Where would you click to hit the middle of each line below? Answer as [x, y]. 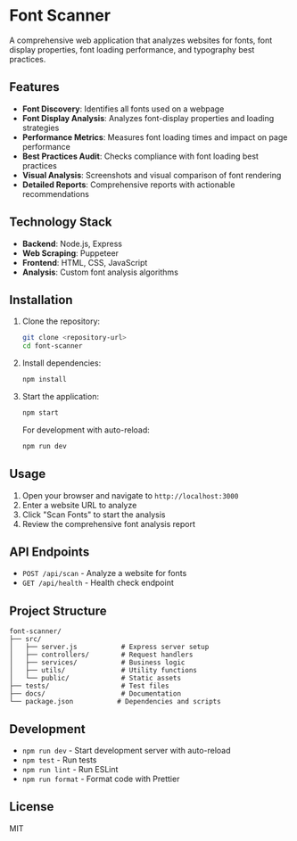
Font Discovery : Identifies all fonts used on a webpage [123, 109]
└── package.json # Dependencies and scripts [115, 702]
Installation [41, 300]
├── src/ [25, 639]
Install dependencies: [62, 363]
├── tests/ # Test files [89, 686]
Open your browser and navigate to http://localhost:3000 [130, 495]
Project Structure [58, 610]
